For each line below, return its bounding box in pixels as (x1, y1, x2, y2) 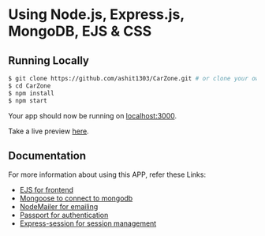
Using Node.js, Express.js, (8, 6, 185, 24)
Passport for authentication (19, 211, 109, 220)
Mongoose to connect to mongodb (19, 193, 133, 203)
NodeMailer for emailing (19, 202, 99, 212)
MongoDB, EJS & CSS (8, 22, 152, 40)
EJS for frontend (19, 185, 73, 195)
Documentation (8, 148, 87, 163)
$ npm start (8, 96, 47, 104)
